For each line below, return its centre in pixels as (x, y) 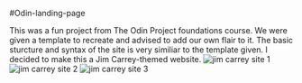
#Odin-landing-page (47, 13)
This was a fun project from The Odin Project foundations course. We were (149, 30)
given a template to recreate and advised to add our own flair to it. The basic (151, 40)
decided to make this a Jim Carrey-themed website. (105, 59)
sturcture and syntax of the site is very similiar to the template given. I (139, 50)
